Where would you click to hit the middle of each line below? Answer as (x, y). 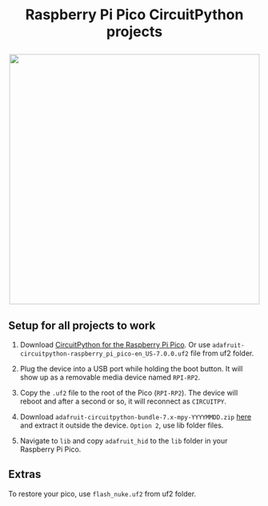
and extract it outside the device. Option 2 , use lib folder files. (122, 425)
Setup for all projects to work (82, 325)
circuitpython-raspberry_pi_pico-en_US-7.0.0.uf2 (104, 354)
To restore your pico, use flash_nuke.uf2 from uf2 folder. (102, 493)
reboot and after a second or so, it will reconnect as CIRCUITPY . (123, 401)
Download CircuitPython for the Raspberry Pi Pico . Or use (115, 345)
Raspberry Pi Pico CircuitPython (134, 15)
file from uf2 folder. (222, 353)
